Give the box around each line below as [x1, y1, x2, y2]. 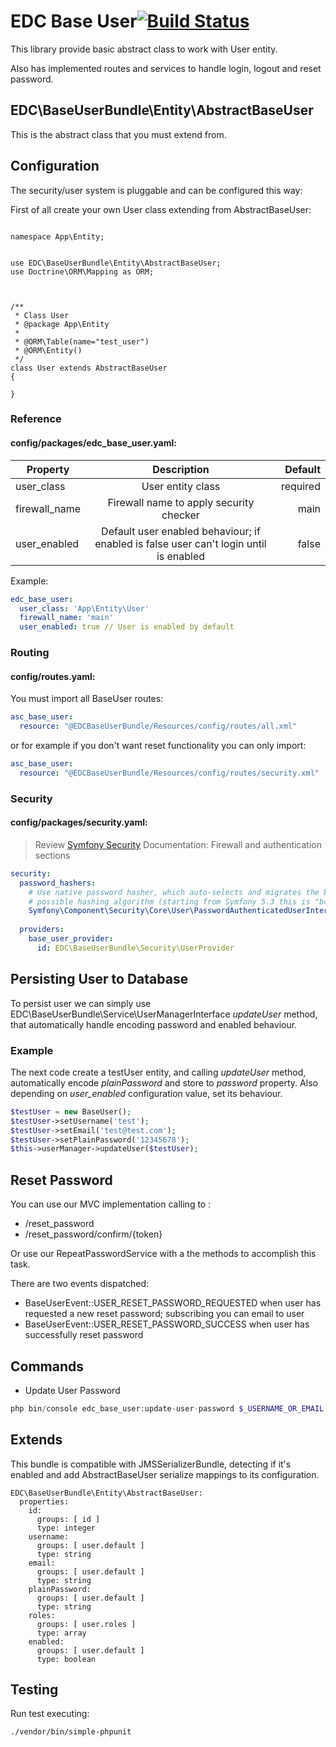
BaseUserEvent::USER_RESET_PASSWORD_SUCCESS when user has [24, 1318, 310, 1330]
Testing [10, 1681, 59, 1698]
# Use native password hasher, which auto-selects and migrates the [28, 887, 320, 897]
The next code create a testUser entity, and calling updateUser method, [10, 1066, 307, 1078]
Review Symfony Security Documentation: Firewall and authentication [34, 838, 322, 850]
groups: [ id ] [36, 1514, 101, 1524]
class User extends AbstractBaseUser [10, 363, 168, 373]
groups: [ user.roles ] [36, 1619, 137, 1629]
